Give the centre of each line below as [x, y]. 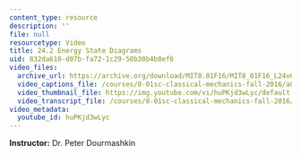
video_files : [34, 68]
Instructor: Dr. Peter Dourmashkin [73, 143]
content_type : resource [54, 17]
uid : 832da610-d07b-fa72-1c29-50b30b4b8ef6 [92, 59]
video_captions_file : [58, 84]
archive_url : [42, 76]
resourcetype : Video [48, 43]
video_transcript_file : [61, 101]
